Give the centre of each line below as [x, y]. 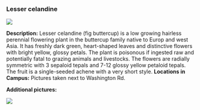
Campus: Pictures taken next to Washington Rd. [66, 78]
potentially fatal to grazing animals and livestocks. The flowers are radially [98, 59]
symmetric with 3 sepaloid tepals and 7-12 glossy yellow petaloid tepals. [96, 66]
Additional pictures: [32, 90]
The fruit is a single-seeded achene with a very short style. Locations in [96, 72]
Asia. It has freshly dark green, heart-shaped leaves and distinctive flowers [99, 46]
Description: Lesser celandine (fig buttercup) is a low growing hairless [94, 33]
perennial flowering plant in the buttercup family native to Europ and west [97, 40]
